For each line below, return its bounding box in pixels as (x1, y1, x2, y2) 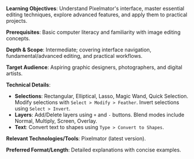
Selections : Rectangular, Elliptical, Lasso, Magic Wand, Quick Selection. (14, 93, 189, 99)
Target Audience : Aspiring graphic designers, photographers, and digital (6, 64, 183, 71)
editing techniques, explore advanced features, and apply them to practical (6, 11, 188, 18)
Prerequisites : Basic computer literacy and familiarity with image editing (6, 29, 181, 36)
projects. (6, 18, 28, 24)
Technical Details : (6, 81, 51, 88)
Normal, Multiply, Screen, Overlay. (14, 117, 98, 125)
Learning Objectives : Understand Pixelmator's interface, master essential (6, 5, 185, 12)
